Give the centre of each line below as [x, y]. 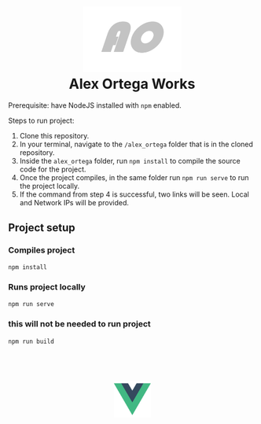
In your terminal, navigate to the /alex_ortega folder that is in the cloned [136, 144]
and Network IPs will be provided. [74, 203]
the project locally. [50, 186]
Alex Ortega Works [132, 84]
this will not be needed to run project [79, 324]
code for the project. [53, 169]
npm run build [31, 341]
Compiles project [42, 250]
